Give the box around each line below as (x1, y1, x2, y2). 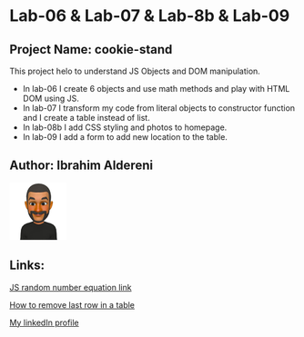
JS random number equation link (9, 282, 132, 292)
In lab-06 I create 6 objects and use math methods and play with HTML (22, 84, 290, 94)
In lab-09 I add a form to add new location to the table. (22, 132, 228, 142)
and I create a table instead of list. (22, 113, 150, 123)
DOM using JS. (22, 93, 80, 104)
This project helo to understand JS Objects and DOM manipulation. (9, 65, 261, 76)
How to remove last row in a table (9, 299, 135, 310)
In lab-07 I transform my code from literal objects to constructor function (22, 103, 296, 114)
